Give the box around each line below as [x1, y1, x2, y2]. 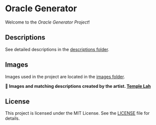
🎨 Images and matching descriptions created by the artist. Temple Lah [5, 83, 151, 89]
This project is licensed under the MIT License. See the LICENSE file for [5, 110, 150, 116]
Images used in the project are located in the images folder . [5, 74, 125, 79]
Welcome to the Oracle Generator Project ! [5, 19, 90, 25]
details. [5, 116, 20, 122]
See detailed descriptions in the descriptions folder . [5, 46, 109, 52]
